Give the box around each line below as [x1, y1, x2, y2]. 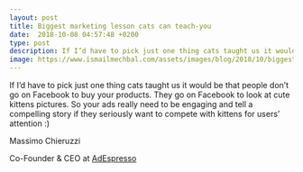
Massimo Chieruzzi [9, 136, 81, 146]
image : [9, 55, 34, 64]
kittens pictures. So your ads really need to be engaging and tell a [9, 99, 253, 109]
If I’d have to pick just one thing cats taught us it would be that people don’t [9, 80, 289, 90]
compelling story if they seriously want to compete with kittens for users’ [9, 109, 280, 119]
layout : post [9, 13, 59, 23]
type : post [9, 38, 50, 48]
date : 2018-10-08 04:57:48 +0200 [9, 30, 140, 39]
